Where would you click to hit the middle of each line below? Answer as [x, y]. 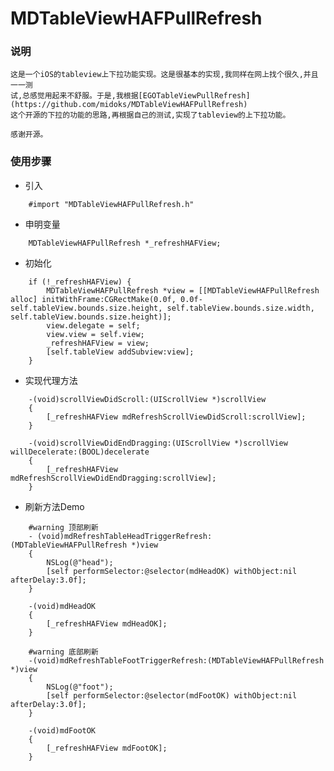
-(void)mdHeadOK [62, 606]
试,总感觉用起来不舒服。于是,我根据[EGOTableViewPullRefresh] [130, 96]
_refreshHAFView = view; [98, 343]
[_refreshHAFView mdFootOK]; [107, 748]
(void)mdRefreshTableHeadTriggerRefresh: [124, 536]
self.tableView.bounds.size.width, [240, 308]
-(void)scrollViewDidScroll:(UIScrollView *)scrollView [147, 399]
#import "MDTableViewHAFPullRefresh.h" [111, 204]
